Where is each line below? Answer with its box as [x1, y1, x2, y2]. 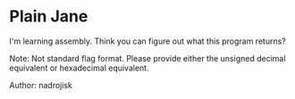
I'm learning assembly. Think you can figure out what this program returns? [9, 36, 286, 46]
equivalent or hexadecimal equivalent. [9, 62, 149, 73]
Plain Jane [9, 6, 88, 27]
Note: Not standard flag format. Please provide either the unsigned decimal [9, 53, 286, 63]
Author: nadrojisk [9, 79, 73, 90]
